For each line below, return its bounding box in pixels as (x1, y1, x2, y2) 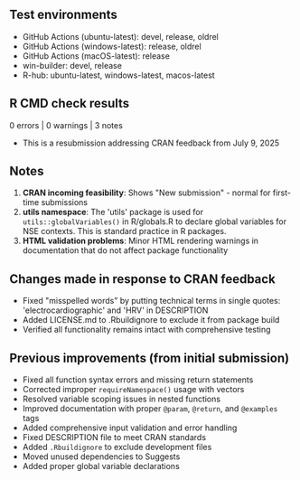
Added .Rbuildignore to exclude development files (22, 442, 212, 453)
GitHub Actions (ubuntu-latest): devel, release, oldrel (22, 31, 219, 42)
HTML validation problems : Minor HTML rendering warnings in (22, 235, 259, 247)
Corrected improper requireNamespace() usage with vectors (22, 384, 245, 395)
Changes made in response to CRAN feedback (9, 271, 276, 287)
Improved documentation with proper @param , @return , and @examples (22, 403, 278, 414)
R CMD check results (9, 96, 130, 111)
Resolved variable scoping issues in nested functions (22, 393, 221, 405)
